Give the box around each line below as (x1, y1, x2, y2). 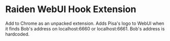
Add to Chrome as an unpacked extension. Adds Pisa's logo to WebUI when (5, 20, 164, 26)
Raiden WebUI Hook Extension (5, 4, 136, 15)
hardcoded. (5, 31, 30, 37)
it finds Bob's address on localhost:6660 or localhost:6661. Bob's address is (5, 25, 165, 31)
